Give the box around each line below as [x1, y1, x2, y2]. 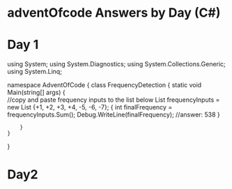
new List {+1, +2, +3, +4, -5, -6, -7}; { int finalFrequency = [7, 103, 173, 112]
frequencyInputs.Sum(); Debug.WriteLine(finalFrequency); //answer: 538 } [7, 110, 221, 119]
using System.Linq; [7, 68, 63, 76]
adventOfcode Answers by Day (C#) [7, 5, 221, 21]
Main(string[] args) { [7, 89, 65, 97]
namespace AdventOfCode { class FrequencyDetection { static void [7, 81, 202, 89]
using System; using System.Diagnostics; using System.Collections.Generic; [7, 60, 226, 68]
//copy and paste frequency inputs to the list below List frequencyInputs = [7, 96, 220, 104]
